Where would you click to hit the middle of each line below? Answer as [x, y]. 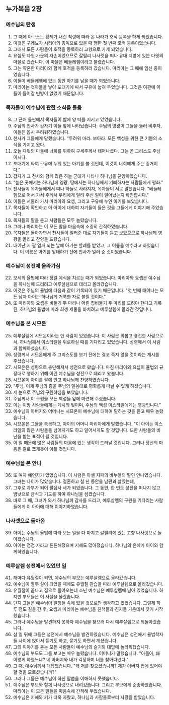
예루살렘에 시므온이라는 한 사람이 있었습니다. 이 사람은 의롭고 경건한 [79, 335]
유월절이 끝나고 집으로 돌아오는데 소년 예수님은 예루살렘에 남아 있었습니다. [86, 590]
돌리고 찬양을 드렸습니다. [47, 239]
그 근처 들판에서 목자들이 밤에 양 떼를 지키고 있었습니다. [67, 119]
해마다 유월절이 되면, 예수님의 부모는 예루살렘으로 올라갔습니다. [75, 578]
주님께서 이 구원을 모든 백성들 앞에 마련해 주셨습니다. [65, 398]
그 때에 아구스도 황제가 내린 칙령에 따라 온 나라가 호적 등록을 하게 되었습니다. [88, 36]
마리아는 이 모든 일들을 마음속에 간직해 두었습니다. [62, 691]
